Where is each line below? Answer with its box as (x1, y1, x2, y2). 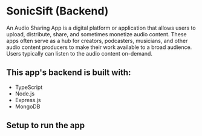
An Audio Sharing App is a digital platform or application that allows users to (6, 24, 196, 31)
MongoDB (15, 103, 41, 110)
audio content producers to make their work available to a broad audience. (6, 44, 192, 51)
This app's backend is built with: (6, 68, 131, 78)
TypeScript (15, 83, 43, 91)
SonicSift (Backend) (6, 4, 109, 18)
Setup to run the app (6, 120, 85, 131)
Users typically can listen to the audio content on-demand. (6, 50, 153, 57)
